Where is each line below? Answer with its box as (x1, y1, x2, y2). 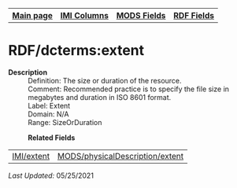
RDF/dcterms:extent (8, 42, 144, 60)
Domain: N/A (28, 109, 69, 119)
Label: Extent (28, 101, 71, 110)
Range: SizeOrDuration (28, 117, 102, 127)
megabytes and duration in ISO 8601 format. (28, 92, 172, 101)
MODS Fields (116, 10, 166, 20)
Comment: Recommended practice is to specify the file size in (28, 84, 230, 94)
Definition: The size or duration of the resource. (28, 76, 183, 85)
